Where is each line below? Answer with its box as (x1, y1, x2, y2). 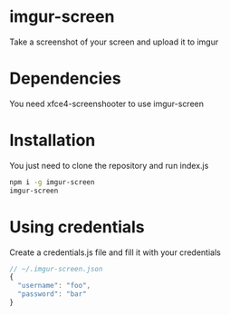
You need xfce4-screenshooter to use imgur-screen (9, 98, 205, 109)
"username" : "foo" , (17, 281, 91, 290)
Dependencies (9, 68, 121, 89)
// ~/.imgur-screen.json (9, 264, 103, 273)
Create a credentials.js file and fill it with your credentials (9, 247, 222, 258)
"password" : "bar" (17, 290, 88, 299)
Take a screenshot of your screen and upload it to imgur (9, 36, 219, 47)
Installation (9, 130, 96, 151)
